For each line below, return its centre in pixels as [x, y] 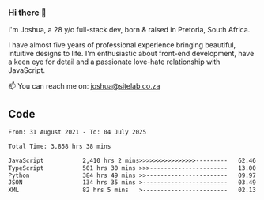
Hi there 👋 [28, 13]
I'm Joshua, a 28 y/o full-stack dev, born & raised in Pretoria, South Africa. [129, 30]
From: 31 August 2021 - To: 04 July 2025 [77, 132]
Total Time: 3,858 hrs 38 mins [60, 146]
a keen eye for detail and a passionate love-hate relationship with [114, 62]
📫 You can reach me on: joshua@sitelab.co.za [84, 86]
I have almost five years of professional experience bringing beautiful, [122, 45]
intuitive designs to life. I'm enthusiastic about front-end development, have [131, 54]
